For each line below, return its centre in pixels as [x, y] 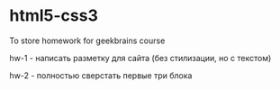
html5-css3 [54, 16]
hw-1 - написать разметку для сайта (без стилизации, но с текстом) [140, 58]
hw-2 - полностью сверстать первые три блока [101, 75]
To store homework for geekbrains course [87, 40]
